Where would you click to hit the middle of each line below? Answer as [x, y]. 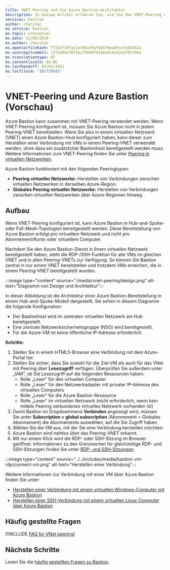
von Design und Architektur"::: [72, 286]
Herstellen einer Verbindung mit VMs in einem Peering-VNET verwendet [80, 143]
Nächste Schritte [32, 549]
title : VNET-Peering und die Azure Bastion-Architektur [65, 10]
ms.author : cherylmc [27, 43]
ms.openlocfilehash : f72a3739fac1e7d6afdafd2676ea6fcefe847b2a [73, 48]
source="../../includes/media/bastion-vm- [100, 459]
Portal [19, 357]
